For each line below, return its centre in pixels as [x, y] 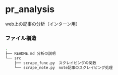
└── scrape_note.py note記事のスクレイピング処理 [64, 67]
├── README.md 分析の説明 [31, 54]
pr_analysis [30, 9]
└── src [13, 58]
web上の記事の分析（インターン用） [43, 24]
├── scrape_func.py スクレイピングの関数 [55, 63]
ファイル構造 [21, 38]
